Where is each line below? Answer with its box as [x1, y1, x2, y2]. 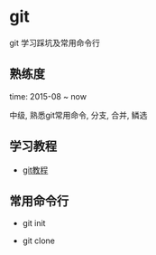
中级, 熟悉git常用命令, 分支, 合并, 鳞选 [9, 109, 148, 120]
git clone [22, 235, 56, 246]
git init [22, 218, 46, 229]
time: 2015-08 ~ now [9, 90, 87, 101]
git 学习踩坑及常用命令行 [9, 37, 101, 48]
